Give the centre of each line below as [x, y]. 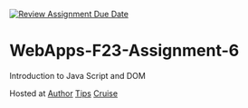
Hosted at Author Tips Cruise [64, 93]
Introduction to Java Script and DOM [78, 75]
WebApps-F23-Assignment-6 [124, 51]
